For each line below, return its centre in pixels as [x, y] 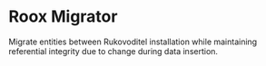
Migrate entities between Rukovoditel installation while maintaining [133, 42]
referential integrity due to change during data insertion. [113, 51]
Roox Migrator [63, 17]
